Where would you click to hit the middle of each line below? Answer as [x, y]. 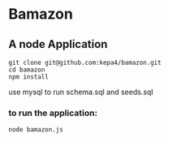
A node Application [58, 44]
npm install [28, 77]
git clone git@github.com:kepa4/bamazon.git [85, 62]
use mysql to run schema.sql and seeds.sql [81, 92]
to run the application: [53, 113]
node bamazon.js [36, 130]
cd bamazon [27, 70]
